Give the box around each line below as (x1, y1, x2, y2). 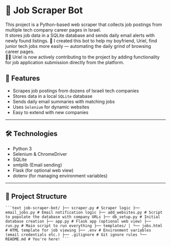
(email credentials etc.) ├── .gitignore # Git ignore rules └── (5, 232, 147, 237)
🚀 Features (5, 74, 40, 83)
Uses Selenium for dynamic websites (12, 104, 90, 110)
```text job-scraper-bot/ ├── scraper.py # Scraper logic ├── (5, 206, 140, 211)
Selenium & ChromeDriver (12, 151, 67, 157)
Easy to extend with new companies (12, 109, 89, 115)
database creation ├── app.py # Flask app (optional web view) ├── (5, 219, 152, 224)
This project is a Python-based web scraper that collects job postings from (5, 21, 162, 28)
